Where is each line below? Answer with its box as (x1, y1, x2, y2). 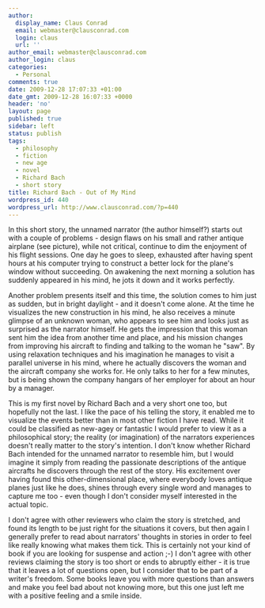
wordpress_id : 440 (8, 196, 69, 204)
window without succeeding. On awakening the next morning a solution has (8, 267, 256, 277)
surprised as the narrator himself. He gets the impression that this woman (8, 324, 248, 334)
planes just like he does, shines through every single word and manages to (8, 483, 252, 492)
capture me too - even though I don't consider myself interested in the (8, 491, 237, 501)
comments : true (8, 78, 59, 86)
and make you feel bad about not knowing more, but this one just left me (8, 583, 244, 592)
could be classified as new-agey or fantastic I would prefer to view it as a (8, 424, 247, 434)
